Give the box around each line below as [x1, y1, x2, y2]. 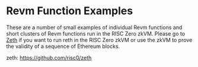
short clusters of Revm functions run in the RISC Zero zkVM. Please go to [6, 30, 186, 37]
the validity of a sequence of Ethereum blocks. [6, 43, 120, 50]
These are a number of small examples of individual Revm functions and [6, 24, 183, 31]
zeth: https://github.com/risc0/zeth [6, 54, 92, 61]
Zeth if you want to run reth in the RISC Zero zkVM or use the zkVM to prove [6, 36, 193, 43]
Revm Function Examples [6, 4, 133, 18]
